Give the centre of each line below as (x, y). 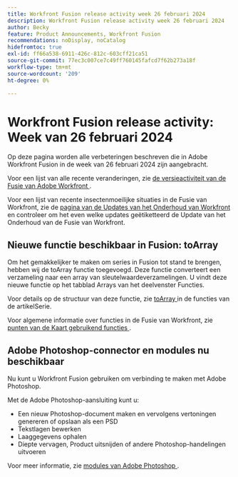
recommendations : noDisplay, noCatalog (67, 41)
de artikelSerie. (30, 306)
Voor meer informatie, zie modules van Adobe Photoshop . (93, 466)
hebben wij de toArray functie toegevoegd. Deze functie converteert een (114, 270)
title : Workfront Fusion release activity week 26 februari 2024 (106, 14)
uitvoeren (32, 451)
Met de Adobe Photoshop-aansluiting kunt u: (73, 400)
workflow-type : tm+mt (40, 67)
